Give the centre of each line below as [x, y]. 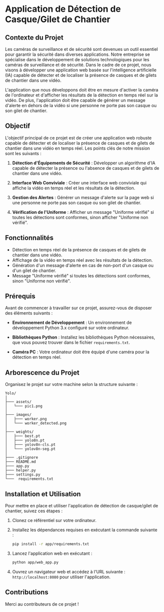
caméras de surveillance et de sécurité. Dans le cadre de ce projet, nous [78, 65]
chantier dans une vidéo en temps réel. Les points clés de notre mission [78, 148]
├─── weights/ [20, 432]
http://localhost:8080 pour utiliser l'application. [61, 577]
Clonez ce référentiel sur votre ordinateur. [54, 521]
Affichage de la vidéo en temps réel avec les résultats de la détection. [82, 260]
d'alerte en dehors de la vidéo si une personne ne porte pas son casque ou [81, 105]
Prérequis [20, 296]
